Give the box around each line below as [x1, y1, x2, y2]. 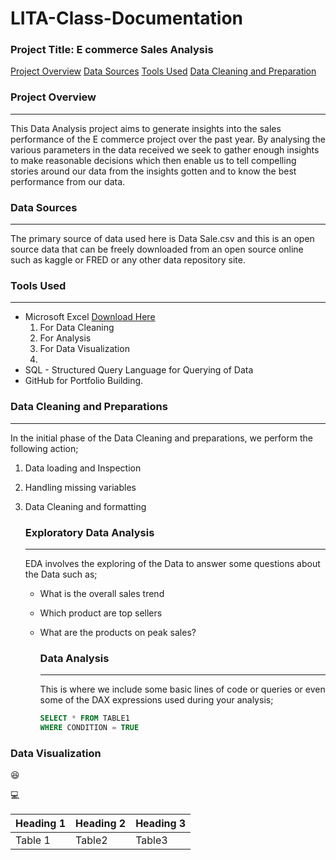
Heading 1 [15, 817, 67, 831]
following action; [10, 442, 79, 454]
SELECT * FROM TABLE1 [39, 713, 130, 724]
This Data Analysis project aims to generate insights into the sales [10, 122, 282, 134]
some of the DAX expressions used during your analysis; [39, 694, 274, 706]
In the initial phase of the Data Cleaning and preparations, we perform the [10, 432, 313, 444]
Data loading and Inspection [24, 462, 142, 474]
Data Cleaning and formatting [24, 500, 147, 512]
